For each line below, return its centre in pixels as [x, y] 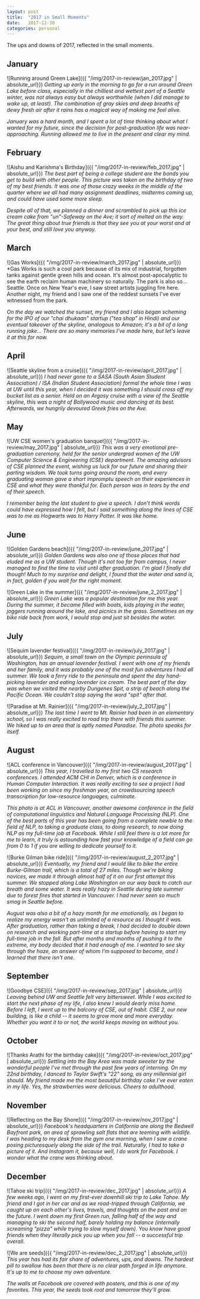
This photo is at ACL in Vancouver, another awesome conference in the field [100, 808]
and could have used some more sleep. [55, 199]
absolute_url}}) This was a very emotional [115, 448]
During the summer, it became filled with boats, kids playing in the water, [96, 605]
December [27, 1176]
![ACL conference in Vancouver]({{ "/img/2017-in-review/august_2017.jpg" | [99, 764]
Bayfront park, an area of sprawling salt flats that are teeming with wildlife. [99, 1132]
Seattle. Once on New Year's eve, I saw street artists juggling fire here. [93, 288]
